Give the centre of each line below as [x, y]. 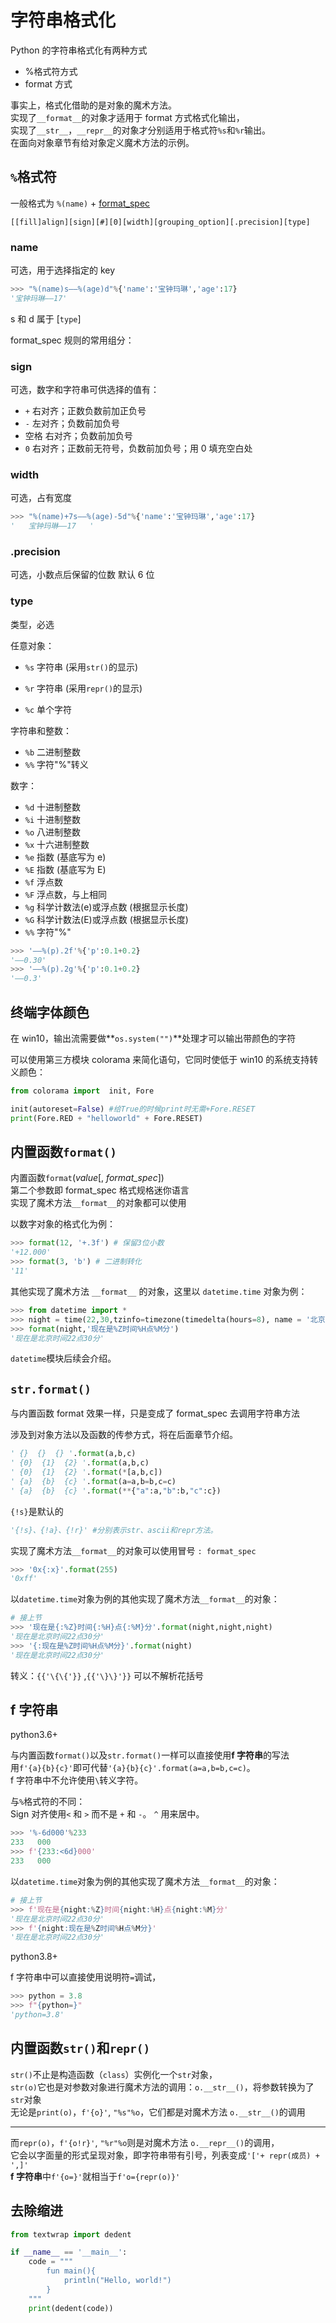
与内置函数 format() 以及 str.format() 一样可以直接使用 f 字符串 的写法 [150, 1755]
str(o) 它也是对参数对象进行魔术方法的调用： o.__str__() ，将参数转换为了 [162, 2087]
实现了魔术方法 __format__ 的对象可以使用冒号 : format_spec [133, 1550]
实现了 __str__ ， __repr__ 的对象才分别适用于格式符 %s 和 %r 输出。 [141, 130]
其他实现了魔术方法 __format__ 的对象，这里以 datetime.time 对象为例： [159, 1291]
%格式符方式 [51, 71]
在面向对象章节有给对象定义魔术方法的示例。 [102, 142]
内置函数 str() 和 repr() [80, 2048]
